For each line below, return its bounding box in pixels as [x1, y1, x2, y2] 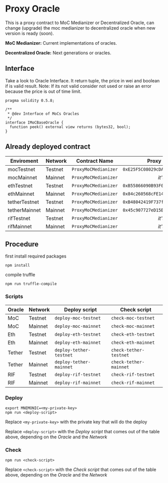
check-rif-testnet [111, 372, 155, 377]
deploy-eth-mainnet [54, 339, 101, 345]
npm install [5, 263, 30, 268]
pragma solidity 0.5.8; [5, 98, 55, 103]
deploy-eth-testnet [54, 331, 101, 337]
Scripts [5, 293, 23, 300]
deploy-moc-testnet [54, 315, 101, 321]
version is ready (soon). [5, 30, 54, 36]
